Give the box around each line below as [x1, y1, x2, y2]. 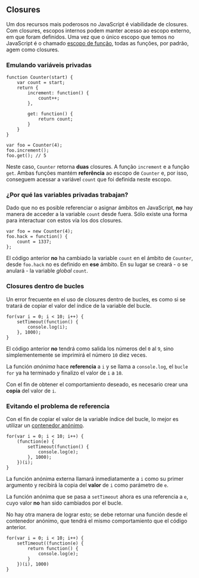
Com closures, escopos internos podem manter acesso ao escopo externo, [6, 27, 191, 34]
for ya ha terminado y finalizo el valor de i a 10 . [6, 369, 123, 376]
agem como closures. [6, 46, 60, 53]
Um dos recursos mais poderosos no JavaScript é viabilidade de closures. [6, 20, 189, 27]
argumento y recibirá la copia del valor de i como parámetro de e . [6, 481, 169, 489]
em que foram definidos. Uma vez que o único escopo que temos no [6, 33, 175, 41]
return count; [38, 116, 73, 122]
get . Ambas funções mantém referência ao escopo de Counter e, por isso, [6, 169, 189, 177]
